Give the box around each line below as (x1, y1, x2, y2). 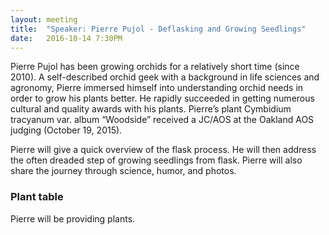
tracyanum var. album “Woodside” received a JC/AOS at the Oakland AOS (10, 114, 315, 126)
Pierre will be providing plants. (10, 212, 136, 225)
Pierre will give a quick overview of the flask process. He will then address (10, 144, 317, 156)
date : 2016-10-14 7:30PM (10, 33, 123, 43)
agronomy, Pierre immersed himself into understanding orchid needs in (10, 82, 304, 94)
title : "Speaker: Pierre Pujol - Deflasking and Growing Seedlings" (10, 24, 307, 34)
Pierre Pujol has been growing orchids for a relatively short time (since (10, 61, 300, 73)
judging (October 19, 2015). (10, 124, 123, 136)
